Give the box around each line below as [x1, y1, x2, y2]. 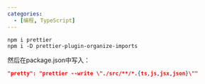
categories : [7, 10, 43, 18]
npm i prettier [7, 36, 52, 43]
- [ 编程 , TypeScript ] [13, 17, 76, 24]
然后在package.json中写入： [7, 56, 91, 64]
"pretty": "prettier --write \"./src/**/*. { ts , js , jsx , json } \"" [7, 70, 199, 77]
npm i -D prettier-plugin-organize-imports [7, 42, 138, 49]
